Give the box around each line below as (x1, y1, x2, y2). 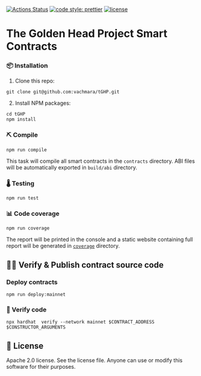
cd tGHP (6, 111, 26, 117)
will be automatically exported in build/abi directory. (6, 163, 137, 171)
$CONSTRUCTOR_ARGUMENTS (6, 324, 66, 331)
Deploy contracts (6, 278, 58, 286)
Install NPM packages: (14, 99, 71, 107)
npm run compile (6, 146, 47, 153)
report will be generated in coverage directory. (6, 242, 120, 249)
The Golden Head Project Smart (6, 27, 168, 40)
